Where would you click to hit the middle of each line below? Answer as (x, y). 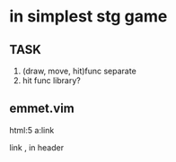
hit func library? (51, 81)
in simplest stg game (88, 17)
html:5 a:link (32, 130)
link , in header (37, 147)
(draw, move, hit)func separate (79, 71)
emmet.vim (42, 109)
